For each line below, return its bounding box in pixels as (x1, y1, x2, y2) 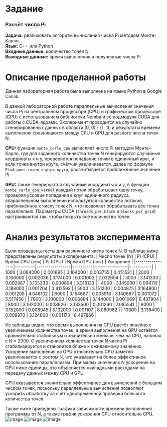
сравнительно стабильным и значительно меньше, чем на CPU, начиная (5, 333, 161, 339)
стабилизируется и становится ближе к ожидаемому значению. (5, 343, 143, 349)
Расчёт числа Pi (5, 21, 46, 28)
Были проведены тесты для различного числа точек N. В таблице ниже (5, 248, 158, 254)
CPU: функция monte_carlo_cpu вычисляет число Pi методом (5, 145, 134, 151)
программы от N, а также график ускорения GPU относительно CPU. (5, 411, 154, 417)
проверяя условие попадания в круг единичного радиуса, (5, 192, 130, 198)
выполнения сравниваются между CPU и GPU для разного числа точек (5, 130, 159, 136)
